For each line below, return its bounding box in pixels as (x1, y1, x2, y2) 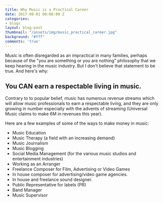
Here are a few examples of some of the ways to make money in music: (5, 120, 149, 126)
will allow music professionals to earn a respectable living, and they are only (5, 100, 159, 106)
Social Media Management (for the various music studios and (12, 150, 136, 157)
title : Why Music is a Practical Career (5, 7, 89, 12)
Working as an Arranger (12, 161, 61, 167)
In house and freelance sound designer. (12, 177, 93, 182)
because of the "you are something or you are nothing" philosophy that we (5, 57, 156, 64)
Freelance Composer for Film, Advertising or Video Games (12, 166, 130, 172)
